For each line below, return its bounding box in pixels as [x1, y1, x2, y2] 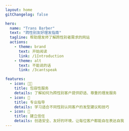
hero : [5, 21, 17, 26]
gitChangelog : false [5, 12, 49, 17]
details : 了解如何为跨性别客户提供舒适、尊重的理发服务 [14, 90, 117, 95]
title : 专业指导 [14, 99, 45, 105]
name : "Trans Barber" [10, 25, 55, 30]
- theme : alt [14, 58, 42, 63]
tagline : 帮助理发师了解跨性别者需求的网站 [10, 35, 90, 40]
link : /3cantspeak [18, 67, 57, 72]
